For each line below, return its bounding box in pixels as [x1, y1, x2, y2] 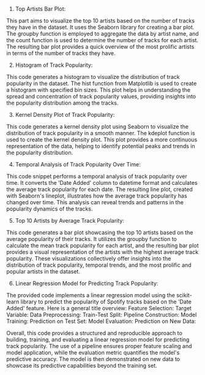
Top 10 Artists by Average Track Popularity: [15, 217, 124, 224]
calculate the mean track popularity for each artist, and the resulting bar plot [6, 242, 199, 249]
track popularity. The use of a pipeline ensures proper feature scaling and [6, 343, 192, 349]
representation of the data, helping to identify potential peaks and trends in [6, 143, 195, 149]
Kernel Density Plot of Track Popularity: [15, 111, 115, 118]
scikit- [176, 292, 193, 299]
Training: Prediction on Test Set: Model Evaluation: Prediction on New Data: [6, 317, 196, 325]
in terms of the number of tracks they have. [6, 50, 116, 57]
